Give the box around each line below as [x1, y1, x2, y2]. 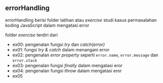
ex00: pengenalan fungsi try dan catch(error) [12, 41, 105, 47]
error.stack [12, 58, 37, 63]
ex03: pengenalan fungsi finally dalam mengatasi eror [12, 62, 123, 68]
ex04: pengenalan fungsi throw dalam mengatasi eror [12, 68, 122, 74]
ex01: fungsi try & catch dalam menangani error [12, 46, 110, 52]
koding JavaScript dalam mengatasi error [5, 22, 90, 28]
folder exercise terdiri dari [5, 32, 58, 38]
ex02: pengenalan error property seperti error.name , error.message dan [12, 52, 159, 58]
